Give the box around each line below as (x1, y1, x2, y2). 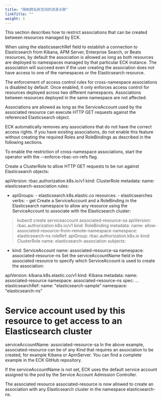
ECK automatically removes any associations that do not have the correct (5, 124, 152, 130)
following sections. (5, 139, 43, 145)
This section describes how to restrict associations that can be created (5, 30, 147, 35)
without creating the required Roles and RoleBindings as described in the (5, 134, 151, 140)
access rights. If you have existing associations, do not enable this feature (5, 129, 154, 135)
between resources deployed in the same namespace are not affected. (5, 95, 147, 101)
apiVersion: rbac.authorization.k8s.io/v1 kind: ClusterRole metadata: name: (5, 178, 155, 184)
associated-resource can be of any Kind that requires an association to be (5, 347, 154, 353)
